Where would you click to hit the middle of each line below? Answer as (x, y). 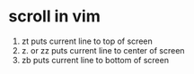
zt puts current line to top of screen (87, 41)
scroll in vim (54, 16)
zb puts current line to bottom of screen (95, 60)
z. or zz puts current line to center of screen (103, 50)
